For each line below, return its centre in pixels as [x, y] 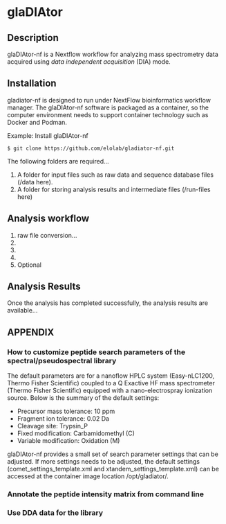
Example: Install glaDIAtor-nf [48, 135]
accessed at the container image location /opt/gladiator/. [88, 476]
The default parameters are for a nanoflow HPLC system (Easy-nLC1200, [111, 376]
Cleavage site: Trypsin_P [53, 426]
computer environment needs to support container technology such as [108, 114]
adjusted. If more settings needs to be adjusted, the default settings [104, 462]
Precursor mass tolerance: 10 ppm [66, 411]
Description [33, 38]
